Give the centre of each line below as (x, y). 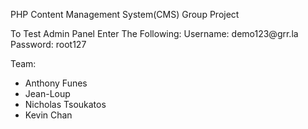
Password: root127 (48, 44)
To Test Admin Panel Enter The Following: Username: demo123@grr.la (154, 33)
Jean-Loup (47, 93)
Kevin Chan (48, 115)
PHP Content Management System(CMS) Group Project (125, 14)
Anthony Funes (56, 83)
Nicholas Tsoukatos (65, 104)
